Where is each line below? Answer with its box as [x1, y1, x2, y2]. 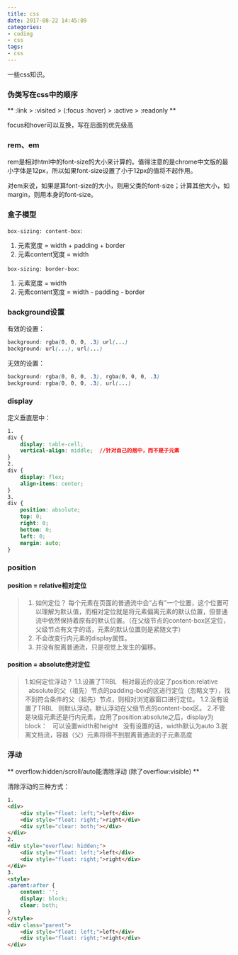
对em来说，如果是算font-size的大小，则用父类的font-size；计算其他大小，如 [7, 181, 230, 190]
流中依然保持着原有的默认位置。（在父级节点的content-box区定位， [35, 616, 230, 624]
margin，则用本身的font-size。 [7, 191, 98, 199]
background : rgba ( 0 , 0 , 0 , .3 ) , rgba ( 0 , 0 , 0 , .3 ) [7, 373, 160, 380]
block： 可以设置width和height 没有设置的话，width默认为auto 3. [24, 721, 222, 730]
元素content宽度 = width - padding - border [17, 288, 145, 296]
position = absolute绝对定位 [7, 660, 91, 669]
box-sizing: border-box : [7, 264, 79, 273]
